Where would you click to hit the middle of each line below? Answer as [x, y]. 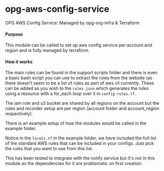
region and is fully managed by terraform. [47, 50]
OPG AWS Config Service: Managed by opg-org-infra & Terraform [72, 23]
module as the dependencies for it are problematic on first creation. [74, 164]
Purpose [14, 34]
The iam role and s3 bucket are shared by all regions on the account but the [82, 103]
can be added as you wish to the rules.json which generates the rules [77, 88]
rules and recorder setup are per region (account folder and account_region [82, 108]
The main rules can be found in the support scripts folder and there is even [81, 73]
